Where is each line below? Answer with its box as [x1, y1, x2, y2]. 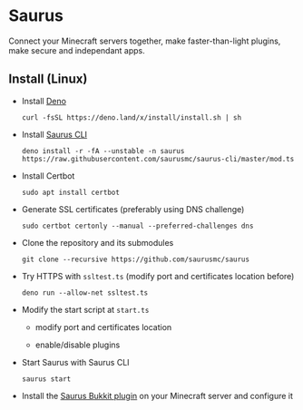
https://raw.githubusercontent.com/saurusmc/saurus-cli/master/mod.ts [21, 154, 295, 163]
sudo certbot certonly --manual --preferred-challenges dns [21, 221, 254, 230]
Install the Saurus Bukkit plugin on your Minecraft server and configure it [21, 390, 294, 401]
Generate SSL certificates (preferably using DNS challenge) [21, 203, 245, 214]
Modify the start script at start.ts [21, 304, 150, 315]
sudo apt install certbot [21, 188, 120, 197]
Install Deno [21, 95, 67, 106]
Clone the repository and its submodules [21, 237, 174, 248]
